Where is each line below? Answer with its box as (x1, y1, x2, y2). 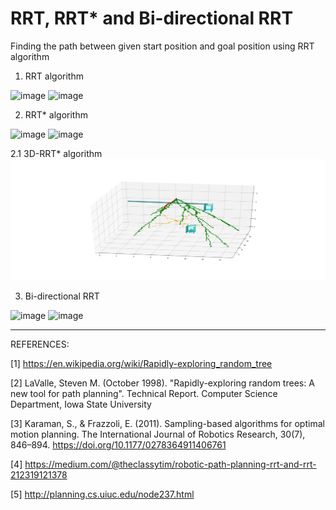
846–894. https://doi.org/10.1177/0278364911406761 (10, 439, 227, 451)
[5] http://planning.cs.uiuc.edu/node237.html (10, 488, 195, 501)
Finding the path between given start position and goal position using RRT (10, 40, 315, 52)
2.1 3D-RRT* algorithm (10, 147, 103, 159)
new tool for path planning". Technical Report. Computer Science (10, 388, 278, 400)
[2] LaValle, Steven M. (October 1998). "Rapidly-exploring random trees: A (10, 377, 315, 389)
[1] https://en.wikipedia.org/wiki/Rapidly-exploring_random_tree (10, 358, 273, 370)
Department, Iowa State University (10, 398, 152, 411)
